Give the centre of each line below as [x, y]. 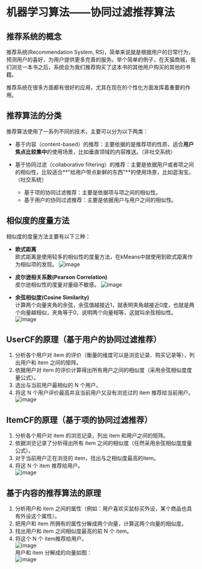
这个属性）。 [45, 516]
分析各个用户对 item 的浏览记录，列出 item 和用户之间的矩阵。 [92, 436]
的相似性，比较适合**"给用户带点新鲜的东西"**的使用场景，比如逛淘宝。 [104, 172]
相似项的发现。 [39, 264]
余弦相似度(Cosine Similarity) [52, 297]
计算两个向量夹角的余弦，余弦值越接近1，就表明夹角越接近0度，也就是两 [105, 305]
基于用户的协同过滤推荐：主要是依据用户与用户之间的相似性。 [100, 200]
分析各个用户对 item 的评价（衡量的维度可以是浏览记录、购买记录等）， [102, 355]
